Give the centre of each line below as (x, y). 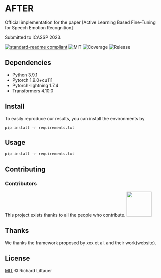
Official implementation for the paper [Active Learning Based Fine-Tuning (80, 22)
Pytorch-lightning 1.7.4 (35, 85)
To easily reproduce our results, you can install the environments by (75, 118)
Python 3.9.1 (25, 75)
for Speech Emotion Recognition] (39, 27)
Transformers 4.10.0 (33, 91)
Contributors (21, 183)
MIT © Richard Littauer (29, 270)
